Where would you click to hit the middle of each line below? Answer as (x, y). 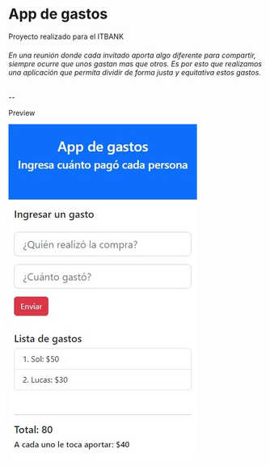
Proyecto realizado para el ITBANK (66, 36)
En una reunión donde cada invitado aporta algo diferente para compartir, (132, 55)
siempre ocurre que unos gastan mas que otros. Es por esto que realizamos (135, 64)
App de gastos (58, 14)
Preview (22, 113)
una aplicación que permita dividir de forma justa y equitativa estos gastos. (135, 72)
